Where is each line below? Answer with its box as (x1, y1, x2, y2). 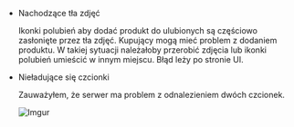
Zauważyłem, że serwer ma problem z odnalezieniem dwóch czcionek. (17, 90, 286, 100)
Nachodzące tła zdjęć (17, 8, 100, 18)
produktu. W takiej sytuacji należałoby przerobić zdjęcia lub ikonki (17, 44, 268, 55)
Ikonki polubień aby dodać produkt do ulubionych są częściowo (17, 25, 258, 35)
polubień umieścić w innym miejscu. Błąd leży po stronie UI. (17, 54, 244, 64)
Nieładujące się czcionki (17, 72, 110, 83)
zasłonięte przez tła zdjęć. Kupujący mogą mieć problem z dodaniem (17, 35, 278, 45)
